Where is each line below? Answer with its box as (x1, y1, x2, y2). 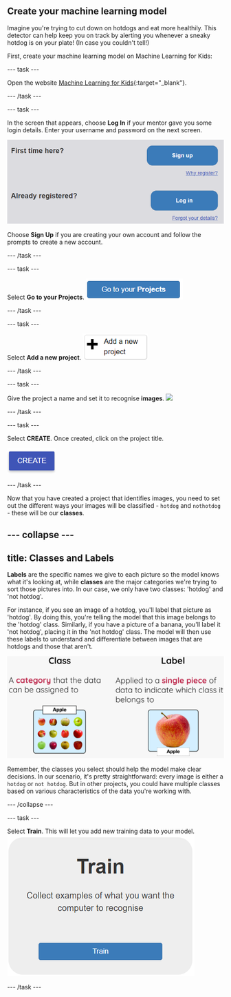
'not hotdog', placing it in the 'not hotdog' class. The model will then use (7, 628, 212, 636)
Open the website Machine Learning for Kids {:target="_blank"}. (7, 79, 187, 87)
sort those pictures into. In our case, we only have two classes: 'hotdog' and (7, 585, 223, 593)
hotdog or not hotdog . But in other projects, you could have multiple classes (7, 779, 221, 788)
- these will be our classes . (7, 509, 85, 517)
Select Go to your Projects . (7, 293, 85, 302)
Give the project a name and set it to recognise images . (7, 394, 165, 402)
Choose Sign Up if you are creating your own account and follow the (7, 231, 201, 239)
